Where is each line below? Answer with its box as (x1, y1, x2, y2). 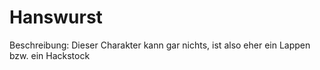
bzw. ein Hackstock (9, 49, 91, 61)
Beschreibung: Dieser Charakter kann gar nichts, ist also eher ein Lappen (9, 39, 311, 51)
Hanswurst (9, 6, 103, 29)
